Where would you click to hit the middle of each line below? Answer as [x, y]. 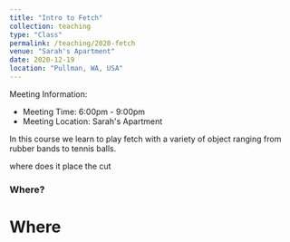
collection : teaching [50, 26]
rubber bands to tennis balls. [63, 148]
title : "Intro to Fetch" [56, 18]
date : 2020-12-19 [42, 60]
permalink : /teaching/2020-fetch [72, 43]
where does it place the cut [60, 166]
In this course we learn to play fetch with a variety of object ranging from [145, 139]
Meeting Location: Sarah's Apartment [92, 121]
